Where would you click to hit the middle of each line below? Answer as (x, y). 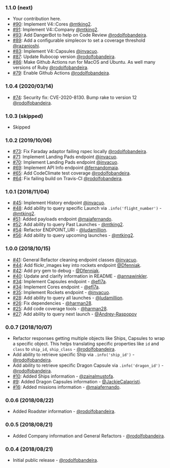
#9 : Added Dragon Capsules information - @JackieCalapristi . (77, 382)
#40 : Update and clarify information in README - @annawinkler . (80, 276)
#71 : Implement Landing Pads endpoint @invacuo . (65, 157)
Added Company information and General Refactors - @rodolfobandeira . (89, 436)
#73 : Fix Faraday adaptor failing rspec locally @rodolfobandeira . (80, 152)
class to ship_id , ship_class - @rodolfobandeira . (64, 349)
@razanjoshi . (26, 46)
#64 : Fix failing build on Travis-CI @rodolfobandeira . (68, 179)
